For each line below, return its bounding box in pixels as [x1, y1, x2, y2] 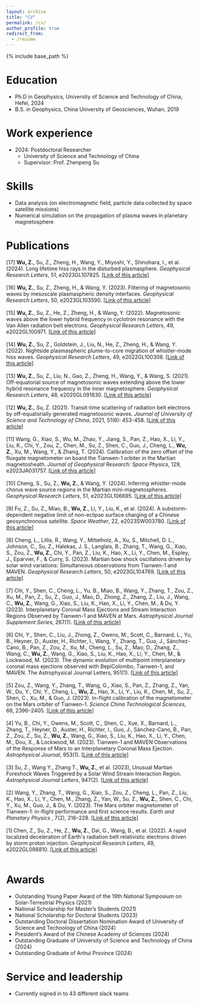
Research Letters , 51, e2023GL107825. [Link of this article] [6, 271, 150, 278]
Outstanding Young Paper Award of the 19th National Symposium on [14, 892, 182, 900]
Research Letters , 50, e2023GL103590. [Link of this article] [6, 297, 151, 304]
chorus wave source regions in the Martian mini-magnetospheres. [6, 485, 168, 493]
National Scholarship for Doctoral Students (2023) [14, 911, 138, 919]
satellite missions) [14, 206, 59, 213]
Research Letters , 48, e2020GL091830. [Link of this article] [6, 391, 151, 398]
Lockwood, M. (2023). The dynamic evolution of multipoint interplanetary [6, 656, 186, 663]
